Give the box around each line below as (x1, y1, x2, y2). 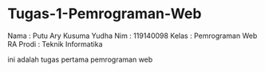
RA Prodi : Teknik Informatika (7, 39, 103, 48)
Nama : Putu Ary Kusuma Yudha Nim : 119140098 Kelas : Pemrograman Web (7, 31, 258, 40)
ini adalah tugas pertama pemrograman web (7, 55, 153, 64)
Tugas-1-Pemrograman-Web (7, 5, 202, 23)
